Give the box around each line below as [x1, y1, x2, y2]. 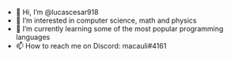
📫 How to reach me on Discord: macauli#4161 [15, 42, 167, 50]
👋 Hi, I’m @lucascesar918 [15, 8, 99, 16]
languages [15, 32, 51, 42]
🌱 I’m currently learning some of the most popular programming [15, 24, 224, 33]
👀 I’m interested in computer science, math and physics [15, 16, 197, 25]
